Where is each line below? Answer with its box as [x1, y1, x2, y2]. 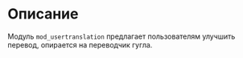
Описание [7, 5, 79, 23]
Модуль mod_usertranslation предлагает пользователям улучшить [7, 31, 236, 41]
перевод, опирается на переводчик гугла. [7, 39, 153, 49]
